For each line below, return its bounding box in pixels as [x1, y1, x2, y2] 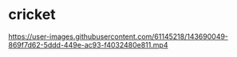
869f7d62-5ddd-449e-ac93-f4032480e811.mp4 [8, 40, 168, 49]
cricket [8, 6, 56, 24]
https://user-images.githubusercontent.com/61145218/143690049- [8, 32, 229, 41]
